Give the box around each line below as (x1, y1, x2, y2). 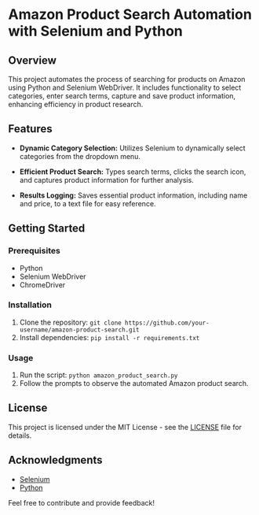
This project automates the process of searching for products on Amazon (8, 75, 246, 83)
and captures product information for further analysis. (19, 175, 194, 184)
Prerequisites (8, 246, 60, 257)
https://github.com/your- (124, 319, 210, 327)
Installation (8, 299, 53, 310)
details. (8, 431, 32, 440)
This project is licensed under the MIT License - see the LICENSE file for (8, 422, 242, 432)
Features (8, 122, 53, 135)
